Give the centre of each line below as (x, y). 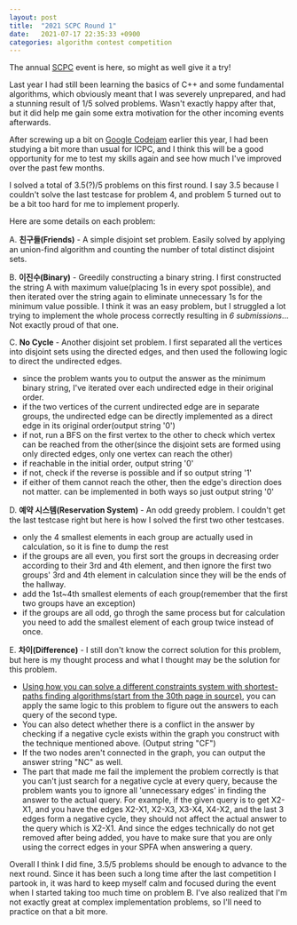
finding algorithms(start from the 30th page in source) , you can (160, 696)
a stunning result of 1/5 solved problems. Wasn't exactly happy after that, (143, 104)
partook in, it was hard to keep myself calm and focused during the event (143, 883)
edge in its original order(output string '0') (98, 426)
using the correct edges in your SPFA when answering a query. (137, 847)
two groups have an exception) (78, 603)
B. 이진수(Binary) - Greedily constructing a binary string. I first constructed (145, 277)
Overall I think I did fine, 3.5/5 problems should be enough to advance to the (148, 865)
